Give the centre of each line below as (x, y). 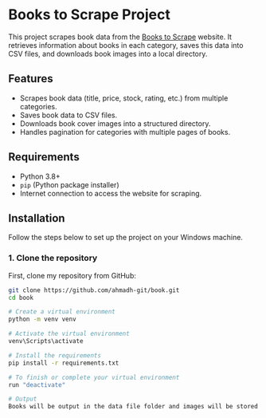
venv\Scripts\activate (46, 341)
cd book (21, 298)
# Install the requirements (55, 355)
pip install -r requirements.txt (64, 363)
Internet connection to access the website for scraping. (111, 193)
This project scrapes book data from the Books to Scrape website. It (120, 37)
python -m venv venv (43, 319)
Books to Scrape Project (90, 15)
